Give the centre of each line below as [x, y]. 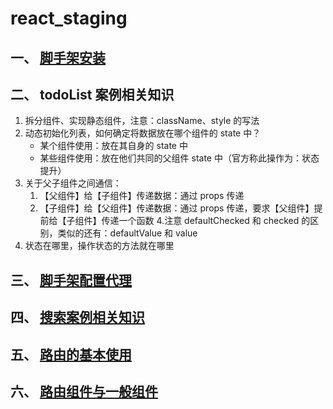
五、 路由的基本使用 [71, 354]
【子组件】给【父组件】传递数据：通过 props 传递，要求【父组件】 [177, 208]
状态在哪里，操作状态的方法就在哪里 [99, 246]
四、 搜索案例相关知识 [77, 317]
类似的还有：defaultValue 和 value [127, 233]
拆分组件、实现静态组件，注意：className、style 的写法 [142, 121]
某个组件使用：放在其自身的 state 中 [113, 146]
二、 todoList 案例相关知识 [92, 94]
